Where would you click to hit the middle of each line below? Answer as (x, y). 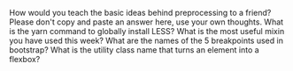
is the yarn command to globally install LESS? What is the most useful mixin (147, 31)
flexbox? (25, 59)
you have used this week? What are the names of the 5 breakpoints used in (146, 40)
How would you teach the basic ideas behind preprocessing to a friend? (140, 13)
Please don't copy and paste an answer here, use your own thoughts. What (146, 22)
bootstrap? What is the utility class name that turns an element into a (134, 50)
